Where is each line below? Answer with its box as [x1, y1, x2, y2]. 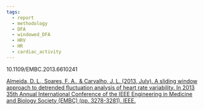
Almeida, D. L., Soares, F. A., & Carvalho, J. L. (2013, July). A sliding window [6, 77, 198, 84]
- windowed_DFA [12, 32, 51, 38]
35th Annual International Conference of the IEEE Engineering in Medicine [6, 90, 193, 98]
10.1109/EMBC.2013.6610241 [6, 65, 78, 73]
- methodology [12, 20, 48, 26]
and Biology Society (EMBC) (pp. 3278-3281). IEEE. [6, 97, 136, 104]
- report [12, 15, 34, 21]
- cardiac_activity [12, 49, 62, 55]
